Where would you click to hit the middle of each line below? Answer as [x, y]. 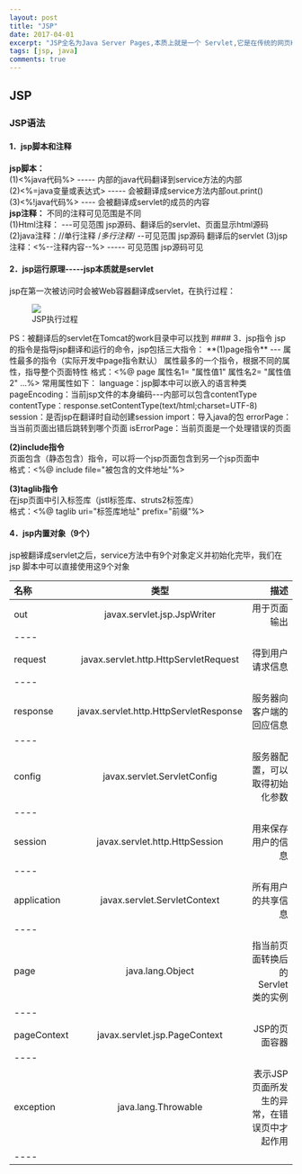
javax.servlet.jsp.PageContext [160, 1035]
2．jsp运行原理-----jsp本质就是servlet [82, 269]
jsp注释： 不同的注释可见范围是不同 [75, 213]
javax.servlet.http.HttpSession [160, 841]
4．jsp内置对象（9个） [52, 533]
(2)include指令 [37, 447]
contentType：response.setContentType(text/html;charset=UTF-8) [133, 405]
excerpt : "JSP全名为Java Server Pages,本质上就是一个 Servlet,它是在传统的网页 [150, 43]
